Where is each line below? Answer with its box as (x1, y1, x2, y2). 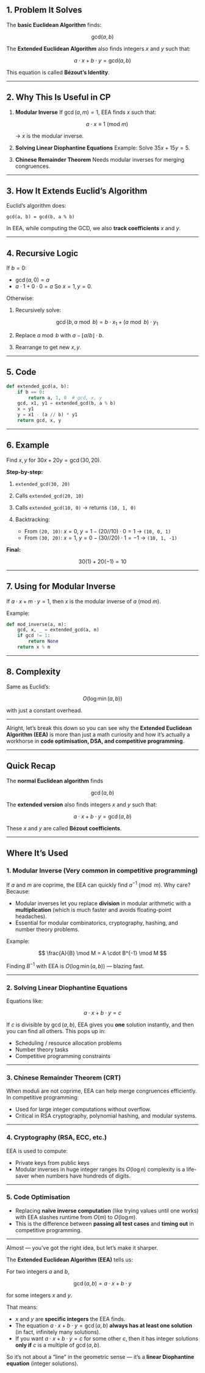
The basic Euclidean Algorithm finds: (6, 21, 102, 28)
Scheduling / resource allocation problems (15, 1039, 122, 1047)
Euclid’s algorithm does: (6, 202, 67, 209)
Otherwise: (6, 295, 34, 302)
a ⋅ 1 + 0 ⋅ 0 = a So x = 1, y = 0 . (15, 283, 93, 290)
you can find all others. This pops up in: (6, 1027, 106, 1034)
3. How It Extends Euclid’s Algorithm (6, 186, 148, 197)
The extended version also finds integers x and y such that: (6, 800, 157, 808)
